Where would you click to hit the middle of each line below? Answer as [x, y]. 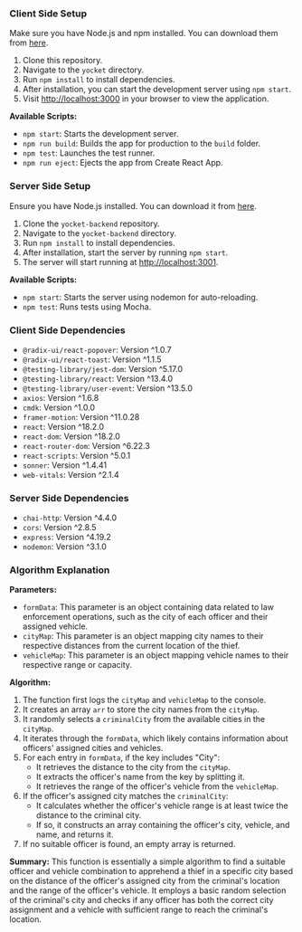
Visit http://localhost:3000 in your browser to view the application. [146, 99]
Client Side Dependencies [67, 330]
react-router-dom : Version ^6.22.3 [86, 445]
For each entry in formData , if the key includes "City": [121, 757]
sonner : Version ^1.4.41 [64, 465]
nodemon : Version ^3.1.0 [64, 547]
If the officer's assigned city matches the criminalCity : [125, 796]
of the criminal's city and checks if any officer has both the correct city [142, 900]
